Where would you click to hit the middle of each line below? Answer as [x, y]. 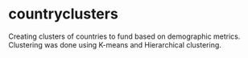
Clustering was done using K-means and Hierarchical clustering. [115, 44]
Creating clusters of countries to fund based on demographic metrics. [124, 36]
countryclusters [63, 14]
